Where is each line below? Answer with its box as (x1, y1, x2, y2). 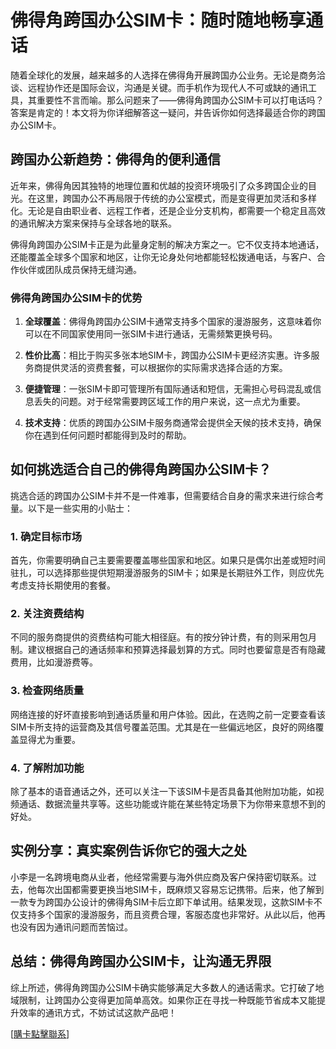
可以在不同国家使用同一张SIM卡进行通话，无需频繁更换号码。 (24, 328, 278, 340)
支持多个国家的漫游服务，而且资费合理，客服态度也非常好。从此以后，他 (18, 908, 317, 920)
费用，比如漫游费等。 (10, 656, 98, 668)
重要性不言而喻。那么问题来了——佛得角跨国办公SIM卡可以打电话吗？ (36, 94, 325, 106)
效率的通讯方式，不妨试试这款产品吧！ (18, 1006, 177, 1018)
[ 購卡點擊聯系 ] (10, 1027, 70, 1040)
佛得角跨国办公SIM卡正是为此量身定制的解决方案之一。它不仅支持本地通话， (10, 238, 325, 250)
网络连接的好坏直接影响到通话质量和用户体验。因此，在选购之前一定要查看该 (10, 708, 326, 720)
